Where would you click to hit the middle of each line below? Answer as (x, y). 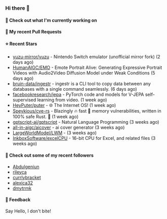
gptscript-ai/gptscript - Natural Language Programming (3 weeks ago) (86, 122)
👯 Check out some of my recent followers (49, 155)
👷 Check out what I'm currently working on (51, 20)
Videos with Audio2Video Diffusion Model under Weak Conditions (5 (84, 73)
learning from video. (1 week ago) (72, 100)
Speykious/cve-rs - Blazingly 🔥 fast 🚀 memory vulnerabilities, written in (87, 111)
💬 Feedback (18, 200)
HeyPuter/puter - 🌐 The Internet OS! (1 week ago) (64, 105)
